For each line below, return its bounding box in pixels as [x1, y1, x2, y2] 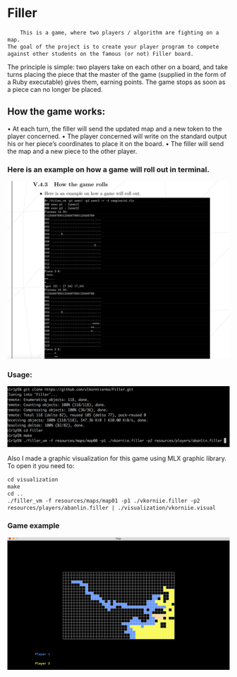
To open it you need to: [7, 461, 75, 470]
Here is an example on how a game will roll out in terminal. [7, 164, 210, 174]
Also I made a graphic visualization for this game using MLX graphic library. [7, 454, 227, 462]
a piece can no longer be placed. [7, 85, 104, 93]
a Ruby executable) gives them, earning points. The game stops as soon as [7, 78, 226, 86]
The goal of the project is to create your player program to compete [7, 43, 219, 50]
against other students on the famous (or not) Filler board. [7, 50, 194, 57]
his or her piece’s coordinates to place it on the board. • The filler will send [7, 139, 224, 148]
